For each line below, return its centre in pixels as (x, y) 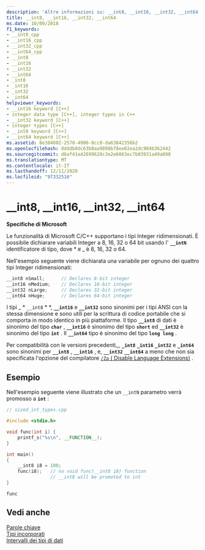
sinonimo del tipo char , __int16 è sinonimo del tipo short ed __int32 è (95, 327)
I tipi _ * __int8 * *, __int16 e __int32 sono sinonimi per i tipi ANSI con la (97, 307)
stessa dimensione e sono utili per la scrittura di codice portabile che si (96, 314)
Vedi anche (28, 512)
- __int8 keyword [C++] (37, 132)
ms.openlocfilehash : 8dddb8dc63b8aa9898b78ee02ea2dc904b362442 (89, 148)
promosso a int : (28, 399)
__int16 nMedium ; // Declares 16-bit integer (69, 284)
